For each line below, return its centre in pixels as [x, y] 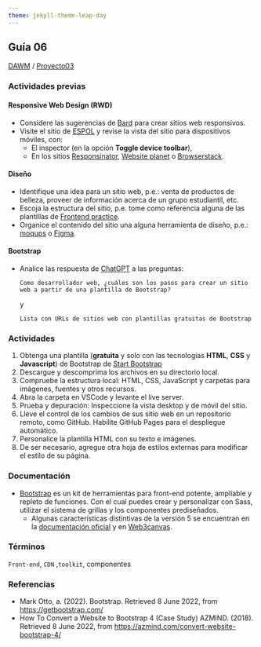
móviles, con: [41, 139]
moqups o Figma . [47, 233]
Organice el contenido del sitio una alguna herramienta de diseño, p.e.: [134, 225]
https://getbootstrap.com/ [61, 610]
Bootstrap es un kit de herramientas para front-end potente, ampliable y [136, 493]
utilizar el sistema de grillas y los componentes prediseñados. [119, 510]
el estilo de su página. [55, 455]
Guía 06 [28, 48]
